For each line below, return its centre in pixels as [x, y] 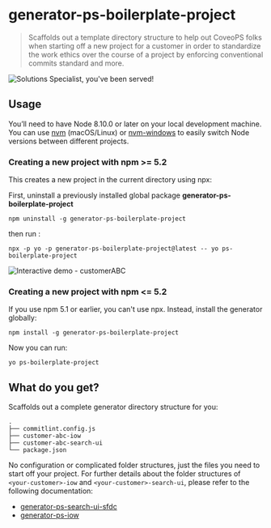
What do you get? [54, 387]
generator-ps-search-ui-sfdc [68, 507]
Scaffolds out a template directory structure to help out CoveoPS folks [145, 37]
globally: [23, 318]
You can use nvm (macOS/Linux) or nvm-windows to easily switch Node [129, 132]
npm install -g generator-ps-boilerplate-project [94, 333]
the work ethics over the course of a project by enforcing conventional [146, 54]
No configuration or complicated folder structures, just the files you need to [134, 465]
